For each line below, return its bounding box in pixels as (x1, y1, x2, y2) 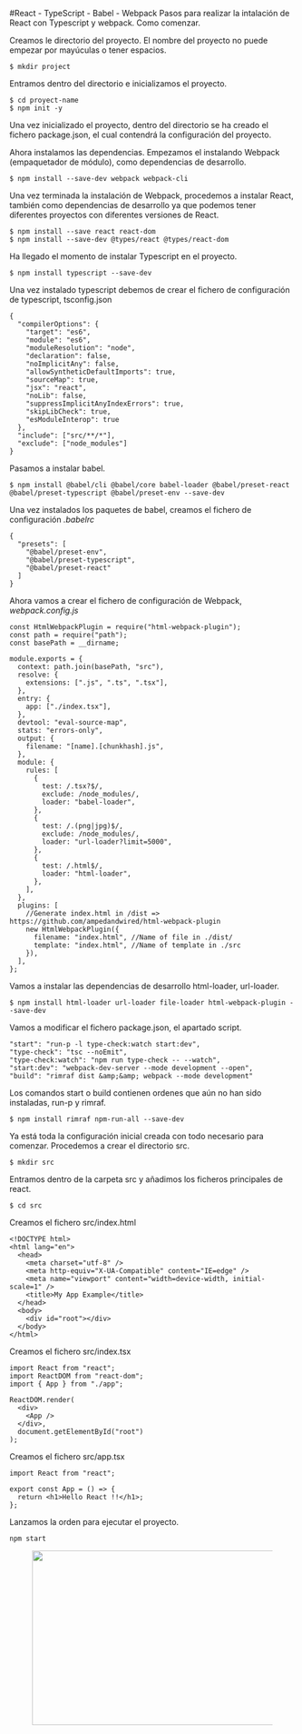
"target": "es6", (25, 327, 92, 336)
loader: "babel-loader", (42, 797, 136, 807)
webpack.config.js (9, 605, 79, 616)
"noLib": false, (25, 391, 88, 400)
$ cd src (9, 1201, 43, 1210)
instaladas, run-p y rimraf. (9, 1098, 106, 1108)
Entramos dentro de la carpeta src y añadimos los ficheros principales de (9, 1174, 284, 1185)
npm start (9, 1534, 47, 1543)
